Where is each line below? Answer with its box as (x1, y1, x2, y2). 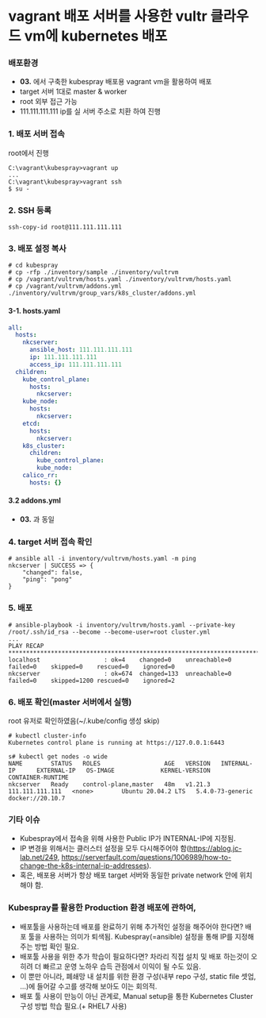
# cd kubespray (8, 261, 59, 270)
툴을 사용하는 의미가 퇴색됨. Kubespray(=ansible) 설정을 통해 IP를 (28, 931, 234, 941)
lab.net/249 (19, 853, 58, 862)
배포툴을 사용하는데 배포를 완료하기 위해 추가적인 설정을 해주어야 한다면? (19, 922, 244, 931)
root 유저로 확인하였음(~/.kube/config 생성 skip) (8, 715, 160, 725)
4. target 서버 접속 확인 (8, 536, 93, 547)
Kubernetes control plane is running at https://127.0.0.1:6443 (8, 738, 225, 746)
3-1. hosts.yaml (8, 306, 61, 315)
